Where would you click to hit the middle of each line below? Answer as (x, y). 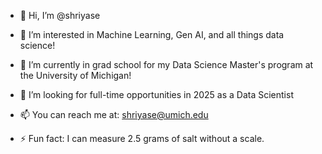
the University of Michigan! (75, 75)
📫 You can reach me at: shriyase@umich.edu (114, 114)
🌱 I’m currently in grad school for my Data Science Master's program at (166, 64)
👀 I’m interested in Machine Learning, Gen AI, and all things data (152, 34)
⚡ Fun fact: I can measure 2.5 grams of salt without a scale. (142, 138)
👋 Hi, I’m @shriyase (60, 15)
